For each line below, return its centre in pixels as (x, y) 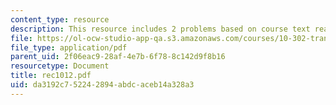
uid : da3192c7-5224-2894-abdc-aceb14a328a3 (102, 85)
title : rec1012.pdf (51, 76)
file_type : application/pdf (69, 47)
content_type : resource (60, 19)
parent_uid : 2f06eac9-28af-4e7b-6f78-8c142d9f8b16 (118, 57)
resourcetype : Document (60, 66)
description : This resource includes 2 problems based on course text (160, 29)
